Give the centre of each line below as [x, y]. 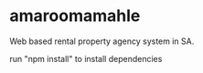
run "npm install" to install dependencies [86, 58]
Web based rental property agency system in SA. [102, 41]
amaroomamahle [75, 16]
